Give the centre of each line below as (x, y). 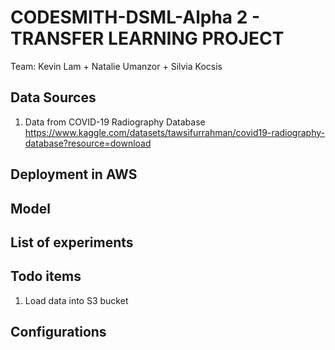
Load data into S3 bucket (76, 300)
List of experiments (72, 242)
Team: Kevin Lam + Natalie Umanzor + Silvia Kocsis (116, 66)
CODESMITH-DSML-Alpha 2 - (135, 17)
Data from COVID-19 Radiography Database (115, 122)
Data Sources (53, 97)
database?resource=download (88, 143)
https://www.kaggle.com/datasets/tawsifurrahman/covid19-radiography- (174, 132)
